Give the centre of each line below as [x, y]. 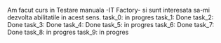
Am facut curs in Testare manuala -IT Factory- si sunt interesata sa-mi [109, 10]
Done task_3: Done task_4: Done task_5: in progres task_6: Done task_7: [111, 25]
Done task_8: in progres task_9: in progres [68, 32]
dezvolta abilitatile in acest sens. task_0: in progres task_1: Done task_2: [110, 17]
